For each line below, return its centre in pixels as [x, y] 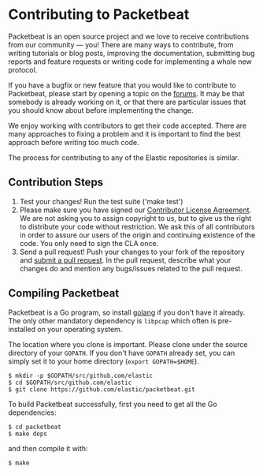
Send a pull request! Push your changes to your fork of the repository [132, 252]
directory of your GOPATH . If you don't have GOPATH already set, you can [122, 353]
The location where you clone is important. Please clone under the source [128, 344]
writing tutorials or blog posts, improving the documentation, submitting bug [131, 53]
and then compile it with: [48, 448]
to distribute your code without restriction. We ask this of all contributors [137, 226]
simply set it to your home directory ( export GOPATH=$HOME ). [104, 361]
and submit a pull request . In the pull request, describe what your [125, 260]
